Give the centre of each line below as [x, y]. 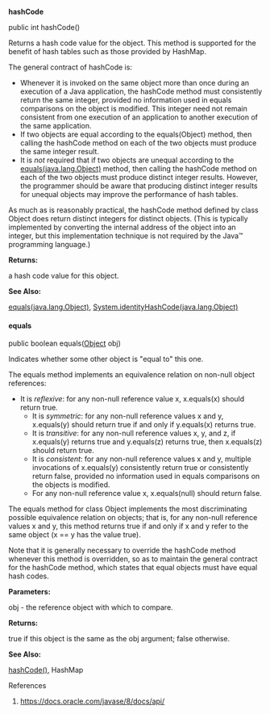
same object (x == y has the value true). [75, 535]
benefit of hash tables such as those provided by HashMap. [108, 51]
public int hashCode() [44, 27]
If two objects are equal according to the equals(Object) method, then [136, 134]
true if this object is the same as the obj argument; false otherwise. [119, 639]
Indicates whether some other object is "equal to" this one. [106, 359]
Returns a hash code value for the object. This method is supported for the [132, 43]
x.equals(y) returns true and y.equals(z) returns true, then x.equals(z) [147, 442]
